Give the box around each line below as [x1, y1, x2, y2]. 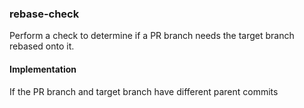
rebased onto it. [9, 40, 75, 52]
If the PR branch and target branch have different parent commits [9, 85, 279, 97]
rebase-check [9, 7, 80, 21]
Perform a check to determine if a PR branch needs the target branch [9, 30, 295, 42]
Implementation [9, 63, 77, 75]
